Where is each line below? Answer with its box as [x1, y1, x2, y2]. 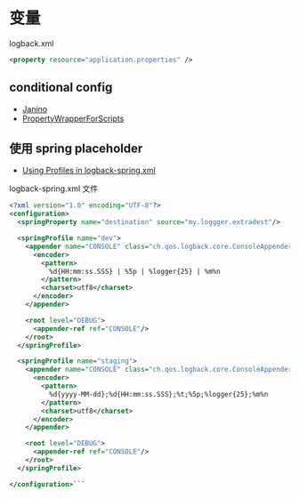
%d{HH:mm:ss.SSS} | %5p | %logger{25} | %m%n [48, 267, 221, 276]
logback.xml [9, 37, 54, 49]
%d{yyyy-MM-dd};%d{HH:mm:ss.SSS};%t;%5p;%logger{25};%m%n [48, 390, 269, 398]
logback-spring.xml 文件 [9, 183, 99, 194]
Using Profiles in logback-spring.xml [21, 165, 156, 176]
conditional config [9, 80, 113, 95]
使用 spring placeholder [9, 141, 143, 157]
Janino [21, 103, 47, 114]
